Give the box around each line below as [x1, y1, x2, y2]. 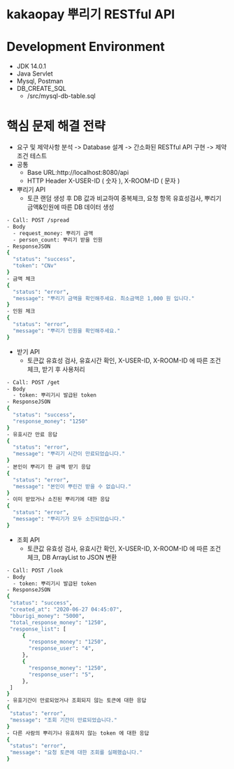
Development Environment [6, 39, 165, 55]
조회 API [16, 535, 40, 544]
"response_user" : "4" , [28, 645, 95, 652]
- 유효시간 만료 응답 [6, 431, 58, 438]
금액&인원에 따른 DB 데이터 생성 [27, 203, 115, 211]
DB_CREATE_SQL [16, 85, 67, 93]
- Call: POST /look [6, 567, 64, 574]
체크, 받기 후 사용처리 [27, 365, 85, 373]
